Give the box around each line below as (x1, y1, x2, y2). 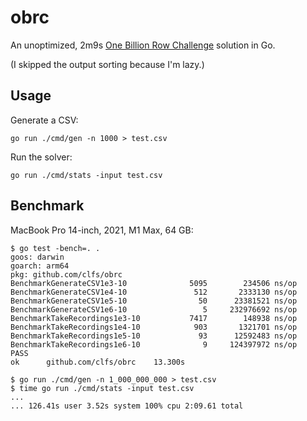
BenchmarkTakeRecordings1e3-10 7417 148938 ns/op (10, 313, 298, 323)
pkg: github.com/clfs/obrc (10, 269, 123, 280)
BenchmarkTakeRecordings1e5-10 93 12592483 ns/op (10, 331, 298, 341)
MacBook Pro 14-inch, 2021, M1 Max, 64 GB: (10, 224, 194, 236)
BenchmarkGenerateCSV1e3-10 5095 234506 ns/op (10, 278, 298, 288)
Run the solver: (10, 151, 73, 163)
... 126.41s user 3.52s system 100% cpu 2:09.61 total (10, 401, 244, 411)
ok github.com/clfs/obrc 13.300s (10, 357, 186, 367)
